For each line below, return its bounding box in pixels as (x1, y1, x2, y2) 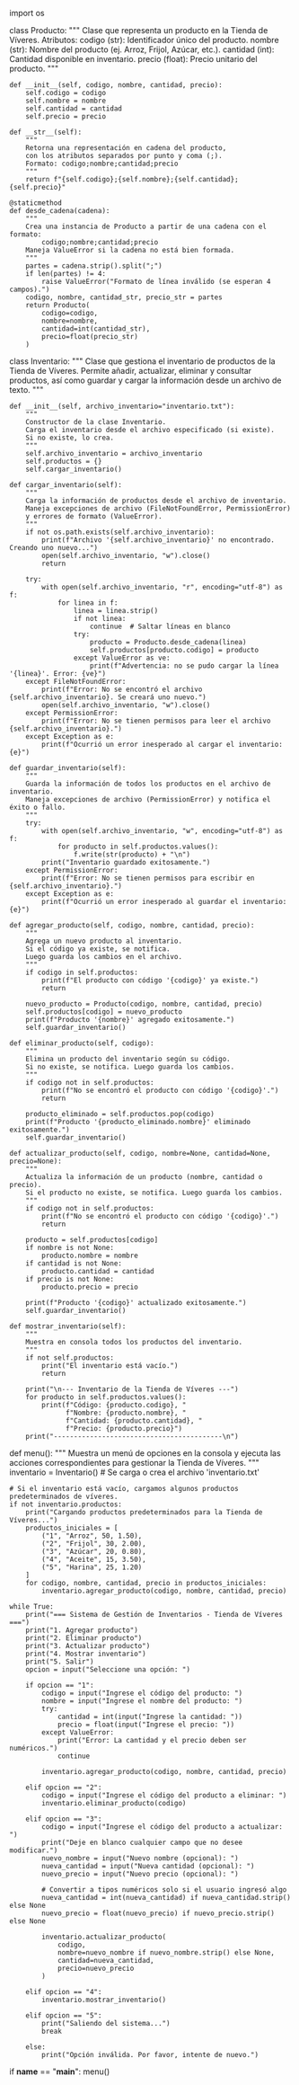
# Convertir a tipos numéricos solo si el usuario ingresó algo (41, 1885, 287, 1894)
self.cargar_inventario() (25, 465, 123, 474)
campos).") (9, 285, 50, 294)
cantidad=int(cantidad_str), (41, 324, 151, 333)
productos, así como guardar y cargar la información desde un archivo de (9, 375, 282, 386)
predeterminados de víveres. (9, 1492, 119, 1501)
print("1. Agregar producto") (25, 1626, 139, 1635)
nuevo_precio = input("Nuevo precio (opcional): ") (41, 1869, 240, 1878)
